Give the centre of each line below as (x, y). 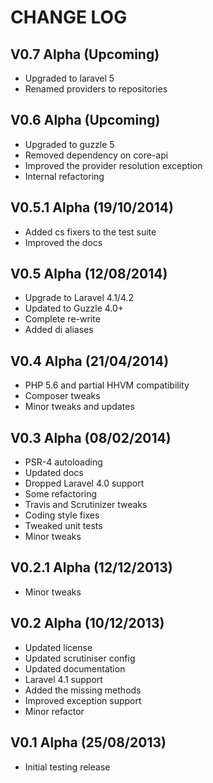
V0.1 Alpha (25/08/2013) (88, 742)
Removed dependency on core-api (96, 155)
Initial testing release (67, 767)
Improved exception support (83, 700)
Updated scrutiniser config (80, 658)
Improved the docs (63, 242)
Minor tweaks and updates (79, 407)
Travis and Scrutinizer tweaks (86, 505)
